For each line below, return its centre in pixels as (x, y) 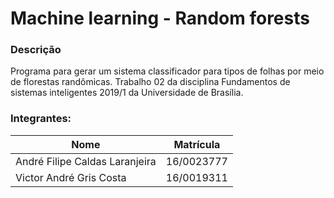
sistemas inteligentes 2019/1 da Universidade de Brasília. (127, 93)
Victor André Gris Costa (71, 177)
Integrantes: (41, 119)
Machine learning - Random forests (160, 18)
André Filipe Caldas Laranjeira (86, 161)
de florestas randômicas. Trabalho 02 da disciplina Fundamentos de (150, 82)
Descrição (36, 50)
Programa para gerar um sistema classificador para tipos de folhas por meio (167, 71)
